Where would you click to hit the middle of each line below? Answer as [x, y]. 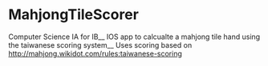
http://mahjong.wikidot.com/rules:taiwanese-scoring [95, 53]
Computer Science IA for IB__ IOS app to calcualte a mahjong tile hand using [134, 37]
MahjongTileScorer [73, 15]
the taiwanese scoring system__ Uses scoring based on [100, 45]
